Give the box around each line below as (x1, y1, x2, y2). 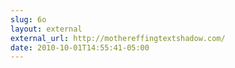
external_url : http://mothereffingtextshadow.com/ (10, 33, 226, 43)
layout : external (10, 24, 83, 34)
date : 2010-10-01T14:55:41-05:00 (10, 42, 150, 53)
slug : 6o (10, 14, 47, 25)
